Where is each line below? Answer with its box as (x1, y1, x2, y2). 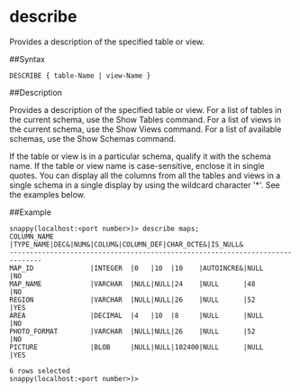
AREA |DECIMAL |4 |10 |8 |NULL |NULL (9, 311, 264, 320)
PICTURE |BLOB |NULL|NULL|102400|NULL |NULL (9, 342, 264, 351)
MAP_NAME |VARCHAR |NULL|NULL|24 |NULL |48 (9, 279, 256, 288)
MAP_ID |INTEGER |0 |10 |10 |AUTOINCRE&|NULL (9, 264, 264, 273)
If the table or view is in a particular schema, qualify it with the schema (9, 151, 272, 162)
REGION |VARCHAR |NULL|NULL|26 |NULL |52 (9, 295, 256, 304)
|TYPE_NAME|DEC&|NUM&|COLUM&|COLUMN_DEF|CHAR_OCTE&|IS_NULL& (9, 239, 244, 249)
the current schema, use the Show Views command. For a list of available (9, 124, 282, 135)
